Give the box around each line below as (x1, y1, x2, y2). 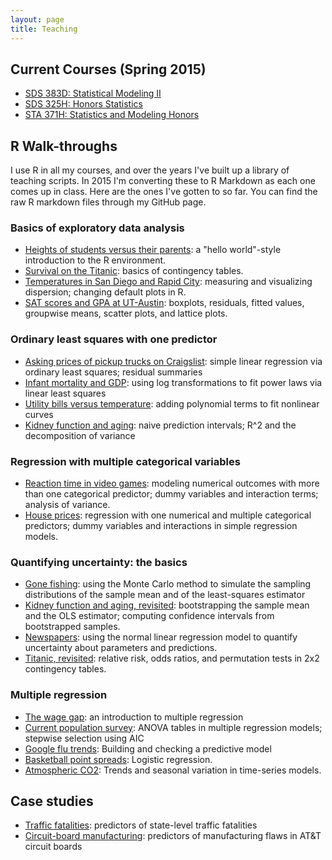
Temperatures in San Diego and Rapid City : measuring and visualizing (24, 276, 313, 288)
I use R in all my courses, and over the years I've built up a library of (10, 164, 290, 176)
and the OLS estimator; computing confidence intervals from (24, 610, 275, 622)
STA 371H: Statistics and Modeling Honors (24, 109, 200, 121)
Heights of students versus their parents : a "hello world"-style (24, 244, 282, 256)
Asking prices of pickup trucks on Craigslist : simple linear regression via (24, 355, 323, 367)
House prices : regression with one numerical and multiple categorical (24, 509, 312, 521)
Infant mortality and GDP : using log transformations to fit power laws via (24, 376, 323, 388)
